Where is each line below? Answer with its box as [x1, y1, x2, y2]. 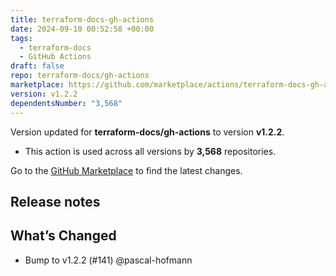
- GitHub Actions [19, 52, 92, 62]
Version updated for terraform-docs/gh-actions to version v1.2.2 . [10, 126, 285, 138]
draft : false [10, 61, 65, 71]
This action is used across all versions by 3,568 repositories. [24, 145, 277, 157]
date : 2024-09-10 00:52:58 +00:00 [10, 24, 155, 34]
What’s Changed [10, 227, 117, 245]
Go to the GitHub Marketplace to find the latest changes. [10, 164, 243, 176]
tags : [10, 33, 33, 43]
